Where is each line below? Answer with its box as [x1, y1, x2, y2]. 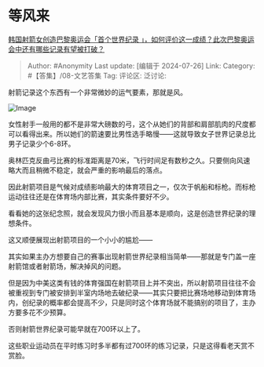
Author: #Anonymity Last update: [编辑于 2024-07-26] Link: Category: [27, 60, 255, 71]
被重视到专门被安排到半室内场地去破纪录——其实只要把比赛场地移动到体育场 [8, 288, 256, 297]
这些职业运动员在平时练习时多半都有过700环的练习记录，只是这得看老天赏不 [8, 340, 255, 350]
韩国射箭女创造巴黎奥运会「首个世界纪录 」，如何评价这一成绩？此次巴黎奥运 [8, 35, 255, 44]
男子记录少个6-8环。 [8, 139, 75, 148]
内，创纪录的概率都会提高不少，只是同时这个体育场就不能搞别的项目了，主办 [8, 297, 256, 307]
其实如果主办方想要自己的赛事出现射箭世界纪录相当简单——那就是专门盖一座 [8, 252, 256, 261]
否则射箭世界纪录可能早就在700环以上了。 [8, 324, 145, 333]
